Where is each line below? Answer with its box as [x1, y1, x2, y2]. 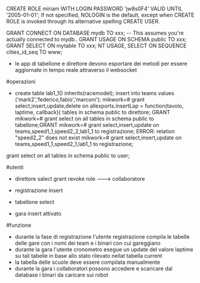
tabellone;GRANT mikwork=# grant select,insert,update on [14, 121, 159, 128]
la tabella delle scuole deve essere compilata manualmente [14, 258, 160, 266]
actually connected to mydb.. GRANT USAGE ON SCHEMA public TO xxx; [6, 36, 187, 42]
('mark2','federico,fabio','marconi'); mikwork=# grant [14, 96, 145, 103]
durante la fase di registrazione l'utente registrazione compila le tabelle [14, 233, 190, 240]
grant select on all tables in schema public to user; [6, 152, 130, 159]
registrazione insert [14, 187, 63, 194]
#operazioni [6, 78, 36, 85]
